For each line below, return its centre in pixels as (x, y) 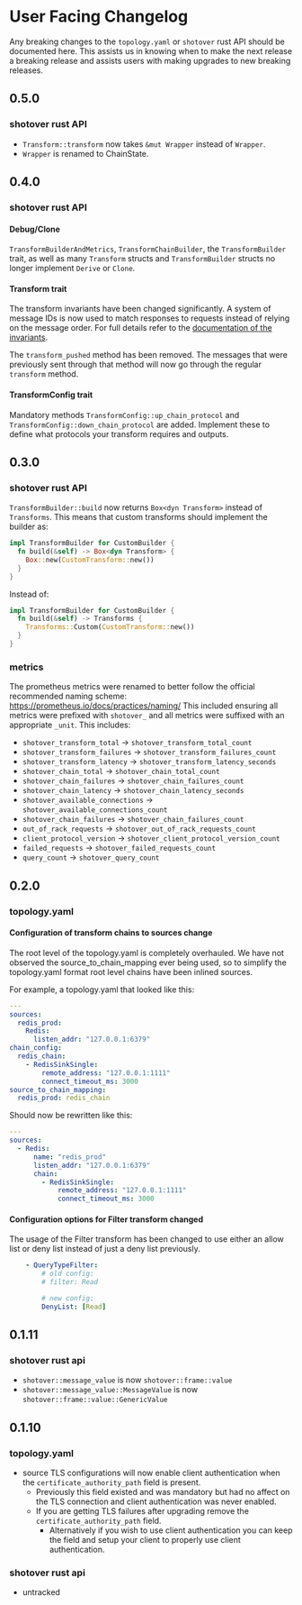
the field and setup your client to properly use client (145, 1540)
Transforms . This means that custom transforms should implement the (138, 517)
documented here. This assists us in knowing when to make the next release (151, 50)
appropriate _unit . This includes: (70, 725)
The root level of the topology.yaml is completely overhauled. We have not (147, 953)
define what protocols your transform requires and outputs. (119, 433)
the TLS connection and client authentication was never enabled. (156, 1501)
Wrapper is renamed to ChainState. (85, 153)
